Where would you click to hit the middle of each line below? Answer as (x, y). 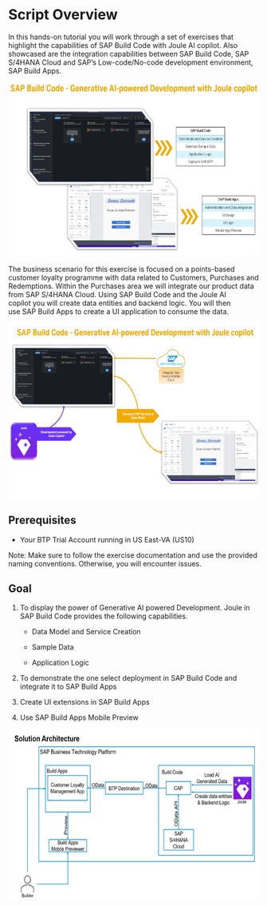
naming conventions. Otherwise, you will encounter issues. (105, 563)
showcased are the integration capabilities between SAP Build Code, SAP (129, 54)
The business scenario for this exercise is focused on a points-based (122, 268)
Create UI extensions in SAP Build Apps (84, 702)
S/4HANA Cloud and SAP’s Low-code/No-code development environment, (131, 62)
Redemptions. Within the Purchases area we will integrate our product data (132, 286)
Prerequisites (42, 521)
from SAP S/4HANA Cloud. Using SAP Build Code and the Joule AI (118, 294)
